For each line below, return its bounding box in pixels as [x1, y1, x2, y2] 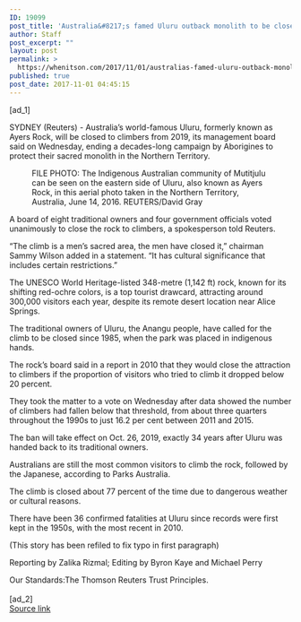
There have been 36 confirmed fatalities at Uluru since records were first [9, 513, 279, 523]
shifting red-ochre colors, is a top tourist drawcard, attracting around [9, 286, 263, 297]
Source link [9, 602, 51, 614]
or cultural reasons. [9, 495, 82, 506]
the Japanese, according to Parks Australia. [9, 468, 171, 479]
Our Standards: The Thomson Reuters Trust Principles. [9, 574, 209, 585]
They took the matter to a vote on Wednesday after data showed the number [9, 395, 292, 406]
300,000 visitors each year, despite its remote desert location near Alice [9, 296, 276, 307]
